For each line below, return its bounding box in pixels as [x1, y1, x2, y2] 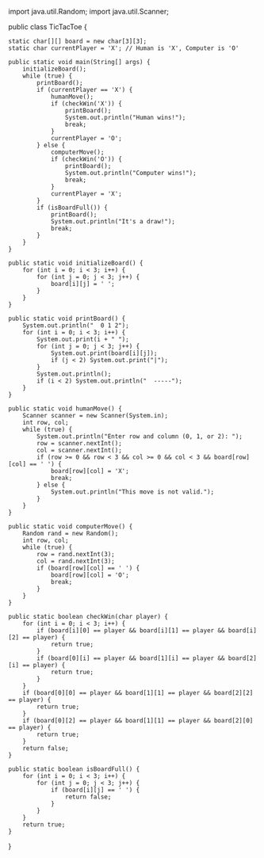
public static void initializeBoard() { [8, 259, 144, 267]
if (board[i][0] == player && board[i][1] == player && [36, 627, 225, 635]
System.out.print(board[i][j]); [50, 349, 158, 357]
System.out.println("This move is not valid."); [50, 488, 215, 496]
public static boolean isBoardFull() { [8, 765, 140, 773]
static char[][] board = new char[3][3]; [8, 37, 147, 45]
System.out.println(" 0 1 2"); [22, 322, 129, 330]
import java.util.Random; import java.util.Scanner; [8, 7, 169, 16]
